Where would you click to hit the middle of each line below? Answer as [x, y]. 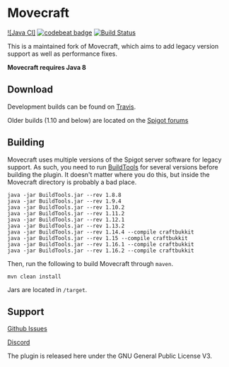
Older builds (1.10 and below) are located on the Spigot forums [98, 120]
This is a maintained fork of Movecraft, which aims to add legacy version [113, 46]
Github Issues [27, 329]
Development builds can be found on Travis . [72, 107]
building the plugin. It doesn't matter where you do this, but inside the [108, 174]
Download [30, 90]
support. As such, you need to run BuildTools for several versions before [113, 167]
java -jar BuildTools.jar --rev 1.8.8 [64, 195]
